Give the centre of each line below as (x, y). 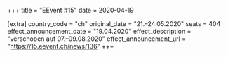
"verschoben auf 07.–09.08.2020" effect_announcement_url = (97, 39)
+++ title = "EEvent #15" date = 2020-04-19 (71, 10)
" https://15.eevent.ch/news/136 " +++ (61, 46)
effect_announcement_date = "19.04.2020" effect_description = (99, 31)
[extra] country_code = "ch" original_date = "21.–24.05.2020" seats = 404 (114, 24)
